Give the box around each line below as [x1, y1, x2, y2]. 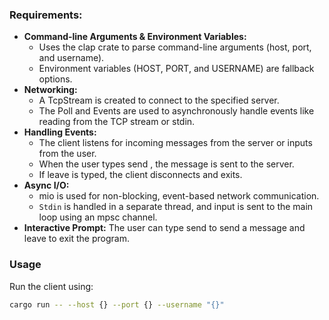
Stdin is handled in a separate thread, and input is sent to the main [38, 201, 314, 213]
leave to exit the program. [23, 233, 130, 245]
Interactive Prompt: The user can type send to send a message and [23, 222, 306, 234]
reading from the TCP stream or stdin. [38, 116, 196, 128]
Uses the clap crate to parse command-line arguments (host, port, [38, 41, 312, 53]
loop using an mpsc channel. [38, 211, 158, 223]
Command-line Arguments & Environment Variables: [23, 31, 247, 43]
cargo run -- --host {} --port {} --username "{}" [9, 299, 225, 310]
